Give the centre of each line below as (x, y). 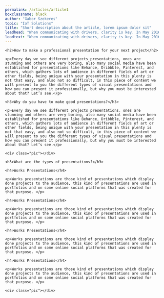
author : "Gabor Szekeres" (31, 19)
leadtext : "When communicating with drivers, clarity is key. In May (77, 37)
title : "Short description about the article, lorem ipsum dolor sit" (78, 28)
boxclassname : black (26, 14)
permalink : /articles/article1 (37, 10)
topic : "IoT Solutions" (29, 23)
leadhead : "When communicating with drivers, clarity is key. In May (77, 32)
